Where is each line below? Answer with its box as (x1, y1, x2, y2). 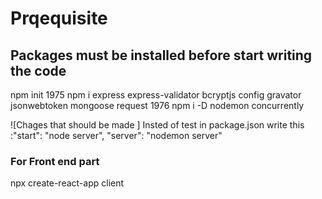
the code (10, 62, 67, 79)
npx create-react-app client (10, 177, 125, 189)
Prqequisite (10, 7, 108, 30)
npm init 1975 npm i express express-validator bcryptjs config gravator (10, 89, 302, 101)
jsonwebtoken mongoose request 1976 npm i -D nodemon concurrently (10, 100, 305, 111)
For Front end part (10, 154, 100, 168)
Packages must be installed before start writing (10, 47, 313, 64)
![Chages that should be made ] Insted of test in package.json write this (10, 119, 305, 131)
